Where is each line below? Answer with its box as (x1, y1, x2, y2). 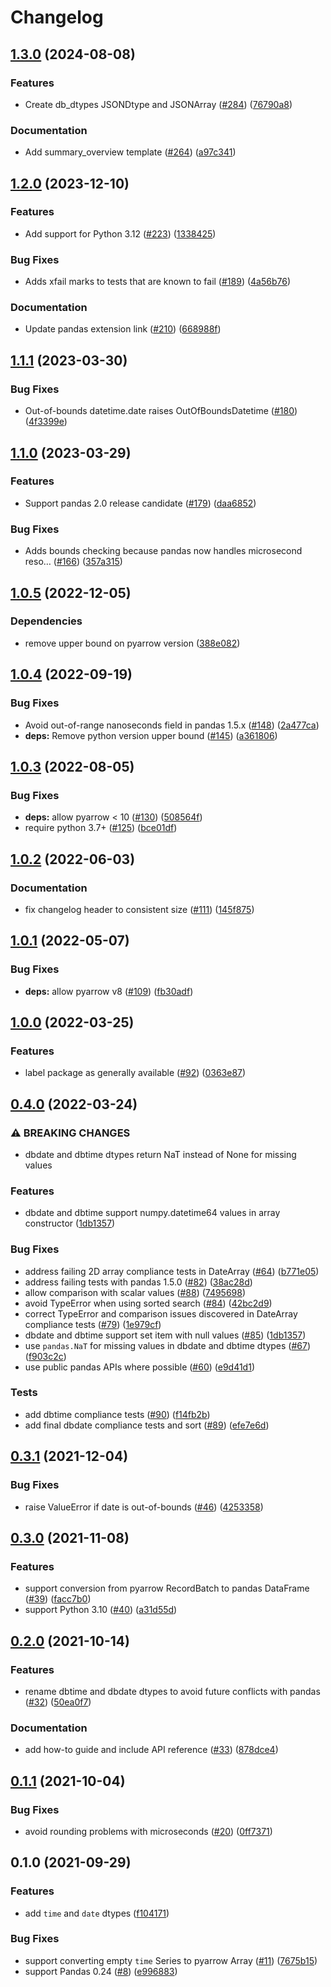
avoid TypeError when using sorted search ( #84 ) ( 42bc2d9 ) (24, 1297, 273, 1309)
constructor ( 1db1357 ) (24, 1217, 116, 1230)
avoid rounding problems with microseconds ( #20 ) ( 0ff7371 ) (24, 1825, 273, 1837)
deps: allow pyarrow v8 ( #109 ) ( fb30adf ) (24, 985, 194, 997)
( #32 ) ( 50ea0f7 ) (24, 1696, 92, 1708)
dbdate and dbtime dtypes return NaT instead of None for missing (24, 1148, 297, 1160)
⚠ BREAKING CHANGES (10, 1126, 131, 1140)
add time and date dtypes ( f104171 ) (24, 1907, 170, 1919)
